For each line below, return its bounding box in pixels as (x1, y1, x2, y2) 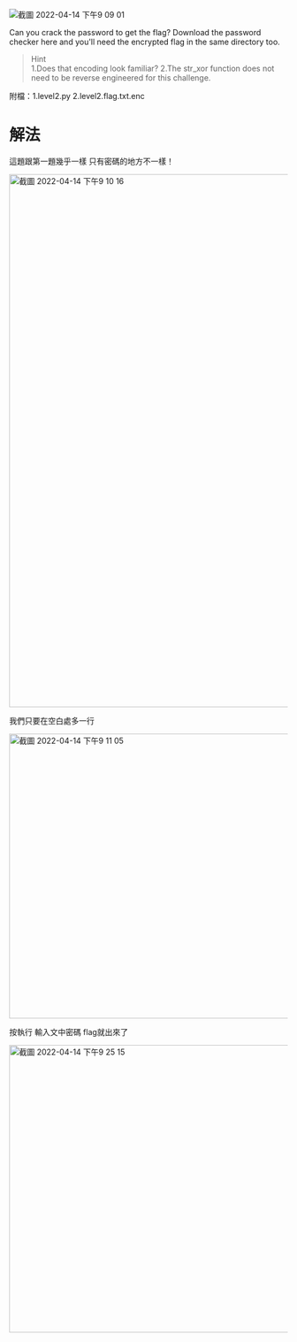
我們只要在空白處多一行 (9, 715, 95, 725)
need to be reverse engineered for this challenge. (30, 73, 211, 83)
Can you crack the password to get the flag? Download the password (9, 27, 262, 37)
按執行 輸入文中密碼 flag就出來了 (9, 1026, 128, 1037)
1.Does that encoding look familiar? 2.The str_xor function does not (30, 63, 275, 73)
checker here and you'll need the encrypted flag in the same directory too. (9, 36, 280, 47)
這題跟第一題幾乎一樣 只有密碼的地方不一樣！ (9, 156, 174, 166)
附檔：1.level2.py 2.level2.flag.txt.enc (9, 91, 145, 101)
